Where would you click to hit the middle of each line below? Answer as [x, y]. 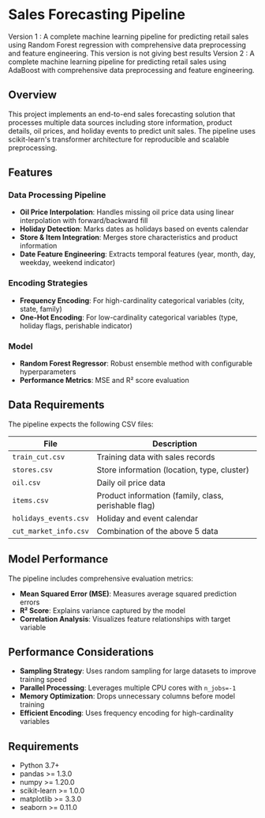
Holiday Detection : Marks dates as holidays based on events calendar [134, 229]
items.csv [30, 500]
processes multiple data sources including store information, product [120, 122]
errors [30, 602]
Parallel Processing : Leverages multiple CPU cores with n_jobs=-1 [128, 688]
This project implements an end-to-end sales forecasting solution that [122, 114]
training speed [43, 680]
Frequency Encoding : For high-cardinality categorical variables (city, [132, 300]
